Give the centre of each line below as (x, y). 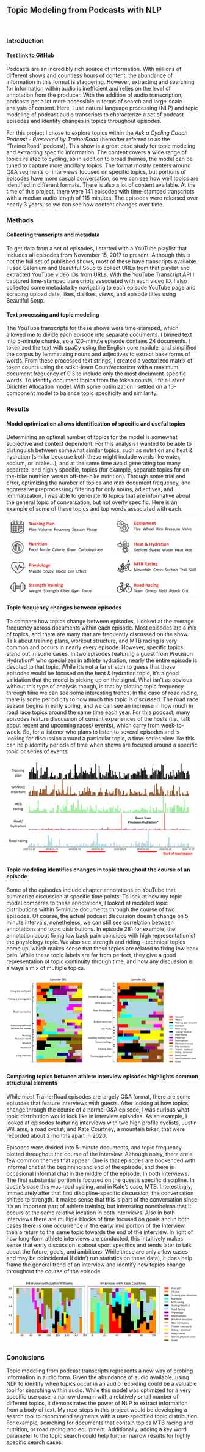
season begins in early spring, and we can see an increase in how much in (100, 705)
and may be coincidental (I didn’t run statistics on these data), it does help (99, 1258)
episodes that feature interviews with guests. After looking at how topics (97, 1103)
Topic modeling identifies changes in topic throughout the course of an (98, 870)
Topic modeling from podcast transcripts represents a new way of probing (100, 1371)
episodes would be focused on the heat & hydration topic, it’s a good (92, 673)
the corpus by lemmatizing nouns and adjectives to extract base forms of (98, 354)
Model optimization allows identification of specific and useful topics (96, 423)
